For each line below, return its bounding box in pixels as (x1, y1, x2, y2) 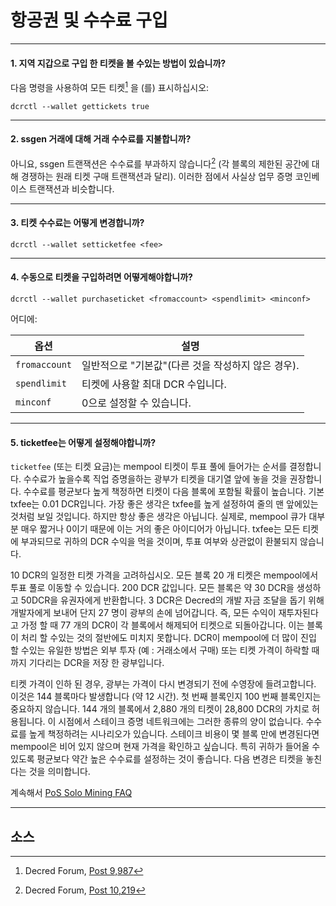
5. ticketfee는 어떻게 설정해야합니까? (10, 436, 157, 448)
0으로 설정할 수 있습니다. (81, 396, 192, 410)
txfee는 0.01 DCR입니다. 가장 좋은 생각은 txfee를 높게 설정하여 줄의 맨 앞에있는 (10, 498, 319, 510)
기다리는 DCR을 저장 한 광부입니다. (28, 657, 165, 669)
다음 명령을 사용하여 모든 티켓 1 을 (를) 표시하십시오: (10, 80, 210, 93)
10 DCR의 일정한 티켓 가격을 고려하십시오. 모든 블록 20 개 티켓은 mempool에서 (10, 569, 319, 581)
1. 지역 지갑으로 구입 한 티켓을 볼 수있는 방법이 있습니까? (10, 57, 227, 69)
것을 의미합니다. (28, 766, 91, 778)
